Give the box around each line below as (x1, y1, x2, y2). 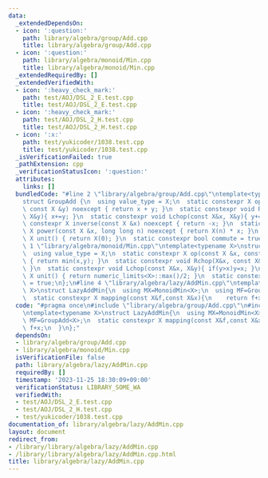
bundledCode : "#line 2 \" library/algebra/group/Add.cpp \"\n (15, 189, 219, 198)
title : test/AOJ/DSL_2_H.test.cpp (22, 123, 137, 131)
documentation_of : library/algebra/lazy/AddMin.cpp (8, 420, 183, 428)
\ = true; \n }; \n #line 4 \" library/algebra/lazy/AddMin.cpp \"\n (22, 279, 238, 288)
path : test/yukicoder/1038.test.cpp (22, 137, 145, 146)
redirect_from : (8, 435, 59, 444)
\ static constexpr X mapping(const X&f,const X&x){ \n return (22, 294, 248, 302)
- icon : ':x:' (15, 130, 62, 138)
